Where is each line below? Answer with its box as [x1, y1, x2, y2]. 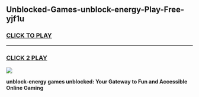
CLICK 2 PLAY [6, 53, 47, 62]
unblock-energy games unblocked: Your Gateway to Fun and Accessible [6, 78, 188, 85]
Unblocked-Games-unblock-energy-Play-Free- [6, 5, 185, 15]
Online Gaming [6, 84, 44, 91]
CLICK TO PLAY [6, 32, 52, 40]
